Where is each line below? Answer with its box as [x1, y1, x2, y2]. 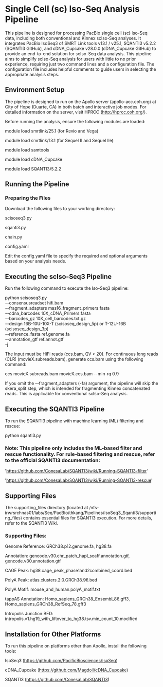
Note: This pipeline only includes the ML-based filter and [5, 445, 143, 451]
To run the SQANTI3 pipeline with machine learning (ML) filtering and [5, 418, 144, 424]
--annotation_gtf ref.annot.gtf [5, 336, 64, 343]
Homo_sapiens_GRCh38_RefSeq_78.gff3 [5, 601, 87, 607]
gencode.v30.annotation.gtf [5, 558, 61, 564]
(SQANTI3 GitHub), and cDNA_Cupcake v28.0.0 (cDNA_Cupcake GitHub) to [5, 45, 157, 51]
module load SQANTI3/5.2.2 [5, 166, 62, 172]
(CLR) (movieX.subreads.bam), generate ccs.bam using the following [5, 356, 144, 362]
